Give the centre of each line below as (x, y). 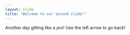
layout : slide (20, 9)
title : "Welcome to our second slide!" (46, 14)
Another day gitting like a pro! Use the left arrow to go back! (65, 27)
